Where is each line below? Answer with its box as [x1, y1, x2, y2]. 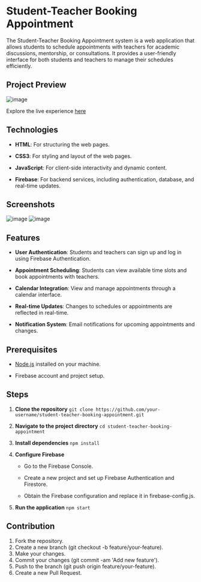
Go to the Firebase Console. [23, 462, 94, 470]
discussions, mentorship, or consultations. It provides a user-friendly [6, 49, 176, 56]
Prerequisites [6, 344, 58, 355]
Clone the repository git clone [14, 405, 94, 413]
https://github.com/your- [95, 407, 161, 413]
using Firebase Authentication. [14, 255, 91, 262]
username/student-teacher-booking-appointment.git [14, 411, 145, 418]
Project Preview [6, 80, 67, 90]
